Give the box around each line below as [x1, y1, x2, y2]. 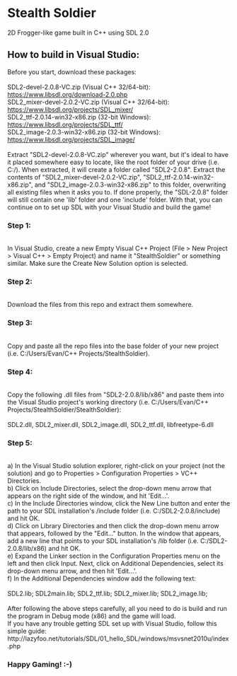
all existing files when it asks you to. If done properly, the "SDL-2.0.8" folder [7, 187, 229, 196]
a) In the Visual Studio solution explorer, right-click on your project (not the [7, 462, 225, 470]
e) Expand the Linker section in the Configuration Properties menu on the [7, 552, 221, 560]
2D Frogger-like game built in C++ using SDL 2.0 [7, 28, 149, 37]
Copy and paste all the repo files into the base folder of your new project [7, 342, 219, 350]
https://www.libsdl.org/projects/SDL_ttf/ [7, 120, 124, 129]
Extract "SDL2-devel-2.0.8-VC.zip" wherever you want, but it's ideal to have [7, 150, 229, 158]
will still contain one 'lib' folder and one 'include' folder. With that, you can [7, 195, 223, 204]
